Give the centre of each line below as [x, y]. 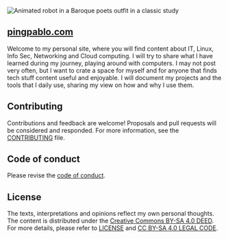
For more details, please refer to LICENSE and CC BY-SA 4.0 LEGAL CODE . [113, 228]
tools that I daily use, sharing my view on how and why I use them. [101, 85]
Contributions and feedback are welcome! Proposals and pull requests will [112, 123]
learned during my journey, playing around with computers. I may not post [112, 63]
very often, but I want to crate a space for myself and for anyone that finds [112, 70]
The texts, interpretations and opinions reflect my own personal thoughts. [111, 214]
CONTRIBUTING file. [36, 138]
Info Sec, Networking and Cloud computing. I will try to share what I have [110, 55]
